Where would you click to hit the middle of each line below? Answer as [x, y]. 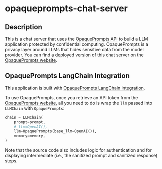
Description [24, 27]
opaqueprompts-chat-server [67, 9]
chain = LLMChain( [24, 117]
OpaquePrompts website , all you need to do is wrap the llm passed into [79, 103]
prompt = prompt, [30, 122]
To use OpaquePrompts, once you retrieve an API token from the [72, 97]
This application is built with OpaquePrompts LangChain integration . [75, 88]
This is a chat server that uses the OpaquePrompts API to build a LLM [77, 39]
